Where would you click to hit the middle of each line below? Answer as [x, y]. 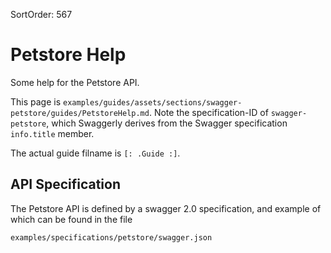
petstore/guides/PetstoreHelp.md [80, 113]
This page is [36, 101]
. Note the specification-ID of [208, 112]
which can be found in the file [71, 219]
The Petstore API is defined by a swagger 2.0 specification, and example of [166, 208]
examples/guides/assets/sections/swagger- [153, 102]
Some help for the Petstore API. [75, 82]
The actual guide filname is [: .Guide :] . [95, 153]
